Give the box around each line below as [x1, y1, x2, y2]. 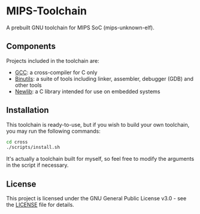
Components [6, 41, 56, 51]
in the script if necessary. [6, 161, 69, 169]
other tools [14, 81, 42, 88]
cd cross [6, 139, 28, 145]
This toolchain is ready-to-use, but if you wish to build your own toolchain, [6, 121, 190, 128]
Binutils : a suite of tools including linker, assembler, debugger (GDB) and [14, 75, 193, 82]
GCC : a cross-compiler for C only [14, 69, 98, 76]
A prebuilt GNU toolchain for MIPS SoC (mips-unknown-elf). [6, 24, 154, 31]
